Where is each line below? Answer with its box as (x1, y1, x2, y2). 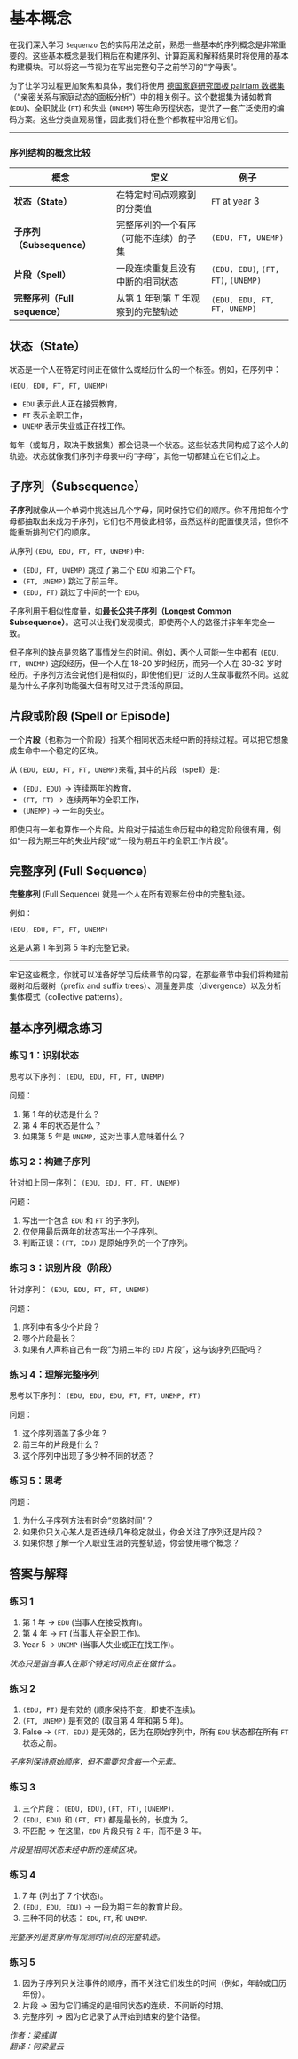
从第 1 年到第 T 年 (116, 293, 191, 305)
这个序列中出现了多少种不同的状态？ (21, 1451, 155, 1461)
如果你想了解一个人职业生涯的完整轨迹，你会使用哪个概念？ (21, 1538, 240, 1548)
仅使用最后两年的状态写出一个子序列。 (21, 1227, 162, 1237)
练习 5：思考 (9, 1474, 63, 1486)
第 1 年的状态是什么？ (21, 1109, 100, 1120)
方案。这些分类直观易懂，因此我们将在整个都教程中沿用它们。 (16, 113, 242, 125)
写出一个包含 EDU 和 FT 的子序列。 (21, 1215, 145, 1226)
